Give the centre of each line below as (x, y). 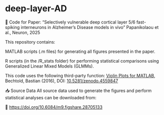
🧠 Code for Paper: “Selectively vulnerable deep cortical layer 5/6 (70, 22)
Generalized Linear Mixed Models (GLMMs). (49, 66)
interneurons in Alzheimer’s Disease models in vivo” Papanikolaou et (90, 27)
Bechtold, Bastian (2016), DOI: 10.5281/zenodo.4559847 (62, 81)
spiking (12, 27)
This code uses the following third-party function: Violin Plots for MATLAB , (80, 75)
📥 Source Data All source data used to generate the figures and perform (78, 91)
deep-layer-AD (36, 9)
